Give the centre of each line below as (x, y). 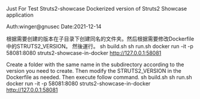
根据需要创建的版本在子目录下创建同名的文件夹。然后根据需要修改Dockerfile (100, 39)
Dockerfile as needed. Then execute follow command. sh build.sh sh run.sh (99, 77)
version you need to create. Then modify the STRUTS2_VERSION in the (94, 71)
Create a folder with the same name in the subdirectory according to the (95, 64)
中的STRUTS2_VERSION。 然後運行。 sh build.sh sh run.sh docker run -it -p (100, 46)
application (20, 15)
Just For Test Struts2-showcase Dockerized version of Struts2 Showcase (97, 9)
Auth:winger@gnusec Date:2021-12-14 (54, 27)
